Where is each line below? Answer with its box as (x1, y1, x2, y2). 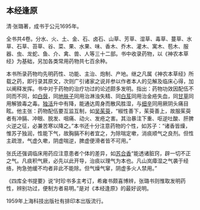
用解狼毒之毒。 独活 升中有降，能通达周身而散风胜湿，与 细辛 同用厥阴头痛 (6, 100, 183, 107)
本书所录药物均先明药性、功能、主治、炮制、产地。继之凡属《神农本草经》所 (6, 70, 194, 77)
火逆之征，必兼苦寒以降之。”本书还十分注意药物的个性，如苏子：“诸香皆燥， (6, 122, 191, 129)
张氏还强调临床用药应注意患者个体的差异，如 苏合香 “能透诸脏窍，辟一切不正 (6, 149, 192, 156)
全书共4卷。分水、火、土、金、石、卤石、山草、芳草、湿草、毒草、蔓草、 (6, 35, 187, 42)
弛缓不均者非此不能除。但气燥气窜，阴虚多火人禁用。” (26, 164, 158, 171)
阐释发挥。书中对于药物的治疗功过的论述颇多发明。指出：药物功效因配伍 (11, 85, 189, 92)
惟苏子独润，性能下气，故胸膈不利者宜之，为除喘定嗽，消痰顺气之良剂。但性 (6, 130, 194, 137)
